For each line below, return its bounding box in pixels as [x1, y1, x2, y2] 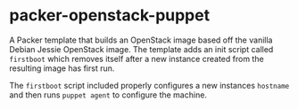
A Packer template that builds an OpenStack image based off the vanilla [9, 35, 273, 45]
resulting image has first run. [9, 63, 115, 74]
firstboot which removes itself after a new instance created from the [9, 53, 265, 64]
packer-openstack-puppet [9, 5, 211, 26]
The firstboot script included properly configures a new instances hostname [9, 80, 290, 90]
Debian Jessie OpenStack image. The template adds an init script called [9, 43, 274, 54]
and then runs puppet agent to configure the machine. [9, 90, 208, 100]
